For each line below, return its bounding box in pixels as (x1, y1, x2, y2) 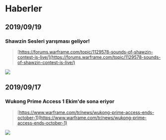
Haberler (5, 3, 43, 14)
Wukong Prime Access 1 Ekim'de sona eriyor (5, 98, 115, 105)
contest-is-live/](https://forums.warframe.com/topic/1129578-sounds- (17, 54, 161, 60)
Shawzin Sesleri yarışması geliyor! (5, 38, 90, 45)
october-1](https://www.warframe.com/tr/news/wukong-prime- (17, 115, 147, 121)
